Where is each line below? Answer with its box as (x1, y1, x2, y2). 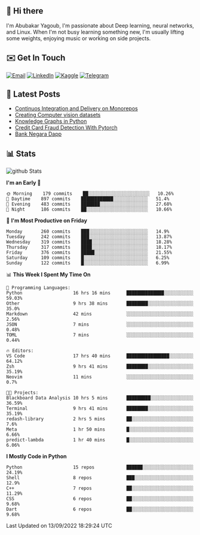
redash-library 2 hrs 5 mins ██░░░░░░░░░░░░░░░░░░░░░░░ (6, 416, 194, 422)
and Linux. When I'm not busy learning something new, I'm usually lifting (6, 28, 184, 35)
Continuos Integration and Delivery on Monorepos (14, 105, 139, 112)
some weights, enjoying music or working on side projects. (6, 34, 151, 42)
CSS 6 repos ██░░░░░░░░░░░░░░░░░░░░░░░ (6, 496, 194, 502)
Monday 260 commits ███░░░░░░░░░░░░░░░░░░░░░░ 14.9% (6, 229, 170, 235)
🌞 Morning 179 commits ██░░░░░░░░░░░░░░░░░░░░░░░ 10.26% (6, 191, 174, 197)
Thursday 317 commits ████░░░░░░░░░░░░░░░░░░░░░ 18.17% (6, 244, 172, 251)
